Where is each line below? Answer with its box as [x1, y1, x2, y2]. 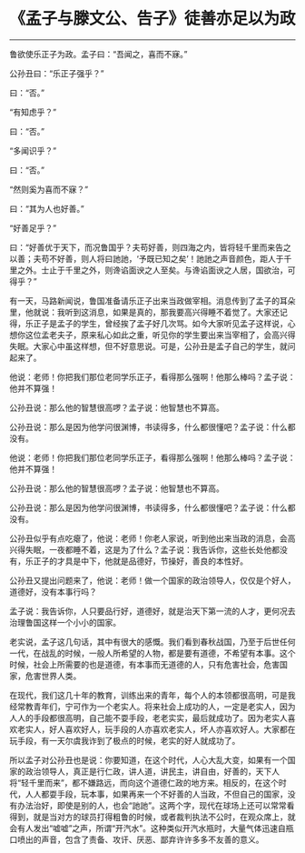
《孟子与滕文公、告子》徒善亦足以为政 [9, 8, 297, 29]
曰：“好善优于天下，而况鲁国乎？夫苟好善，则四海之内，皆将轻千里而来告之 [9, 242, 292, 253]
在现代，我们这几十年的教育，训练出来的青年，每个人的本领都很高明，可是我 [9, 689, 296, 700]
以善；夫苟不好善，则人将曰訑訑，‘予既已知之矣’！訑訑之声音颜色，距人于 [9, 253, 284, 264]
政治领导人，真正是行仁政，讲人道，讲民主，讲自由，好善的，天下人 [25, 766, 280, 777]
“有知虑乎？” [9, 106, 57, 117]
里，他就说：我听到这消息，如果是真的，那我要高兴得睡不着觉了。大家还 [9, 306, 280, 317]
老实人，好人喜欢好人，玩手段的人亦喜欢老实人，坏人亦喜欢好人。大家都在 [16, 724, 296, 735]
